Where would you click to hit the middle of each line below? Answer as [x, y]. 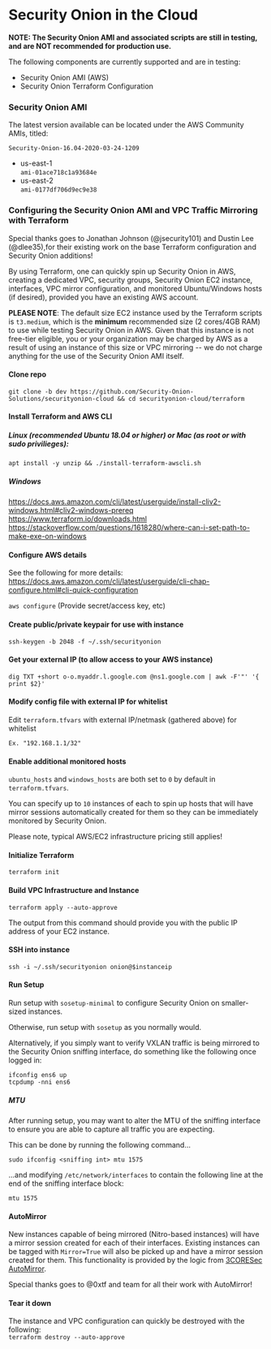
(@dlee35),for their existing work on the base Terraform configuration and [133, 247]
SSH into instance [39, 950]
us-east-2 [37, 181]
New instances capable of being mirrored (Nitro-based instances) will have [134, 1235]
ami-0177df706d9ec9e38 [58, 190]
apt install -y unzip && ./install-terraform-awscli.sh [105, 463]
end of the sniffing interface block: [66, 1183]
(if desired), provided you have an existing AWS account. [103, 297]
